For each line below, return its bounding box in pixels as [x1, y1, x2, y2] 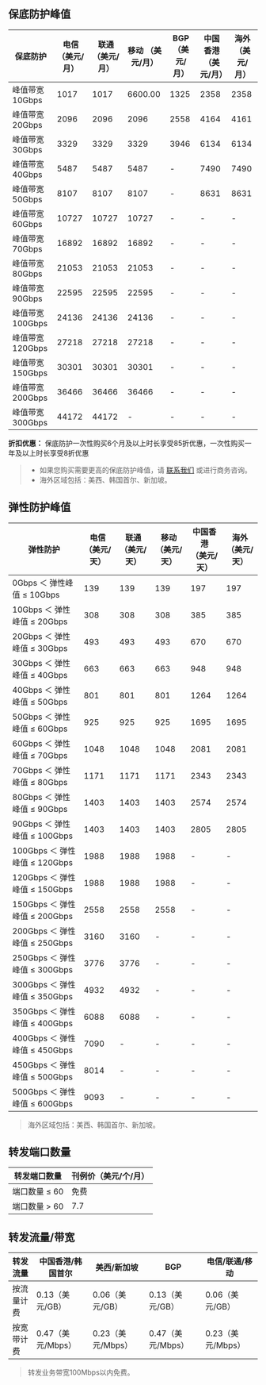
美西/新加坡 [95, 1262, 139, 1273]
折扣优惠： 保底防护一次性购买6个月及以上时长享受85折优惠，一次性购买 [8, 438, 245, 448]
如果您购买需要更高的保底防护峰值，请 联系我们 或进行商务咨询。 [39, 465, 252, 475]
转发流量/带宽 [8, 1230, 75, 1244]
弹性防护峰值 [8, 501, 71, 514]
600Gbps [36, 1098, 74, 1109]
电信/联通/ [206, 1256, 245, 1268]
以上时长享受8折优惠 [21, 448, 89, 458]
